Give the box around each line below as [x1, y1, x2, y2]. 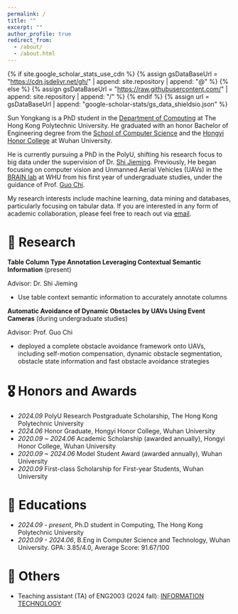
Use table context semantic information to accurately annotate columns [17, 292, 227, 301]
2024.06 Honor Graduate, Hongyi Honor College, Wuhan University [17, 426, 215, 435]
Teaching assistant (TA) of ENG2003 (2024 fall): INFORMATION [17, 591, 205, 600]
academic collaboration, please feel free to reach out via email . [7, 209, 192, 218]
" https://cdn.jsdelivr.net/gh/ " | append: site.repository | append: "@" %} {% [7, 77, 229, 85]
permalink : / [7, 10, 46, 18]
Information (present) [7, 265, 72, 274]
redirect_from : [7, 37, 53, 44]
